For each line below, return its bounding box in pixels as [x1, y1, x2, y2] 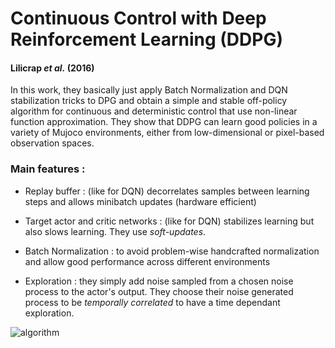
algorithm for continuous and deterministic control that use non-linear [10, 105, 298, 117]
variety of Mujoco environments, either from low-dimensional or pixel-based [10, 127, 325, 139]
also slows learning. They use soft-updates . [24, 225, 207, 237]
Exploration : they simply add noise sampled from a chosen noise [24, 275, 294, 287]
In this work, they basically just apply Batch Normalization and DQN [10, 84, 288, 96]
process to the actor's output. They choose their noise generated [24, 285, 294, 297]
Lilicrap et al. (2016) [10, 62, 95, 74]
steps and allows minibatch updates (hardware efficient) [24, 195, 257, 207]
